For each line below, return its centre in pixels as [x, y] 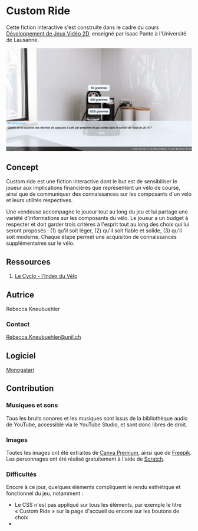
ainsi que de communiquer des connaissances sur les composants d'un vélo [99, 194]
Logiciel [21, 356]
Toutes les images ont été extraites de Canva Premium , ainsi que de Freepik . [99, 453]
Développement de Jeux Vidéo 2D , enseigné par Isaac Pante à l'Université [96, 33]
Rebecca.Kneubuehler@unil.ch [44, 337]
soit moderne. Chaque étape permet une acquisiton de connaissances [91, 237]
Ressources [29, 262]
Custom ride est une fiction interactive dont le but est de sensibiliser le [92, 182]
